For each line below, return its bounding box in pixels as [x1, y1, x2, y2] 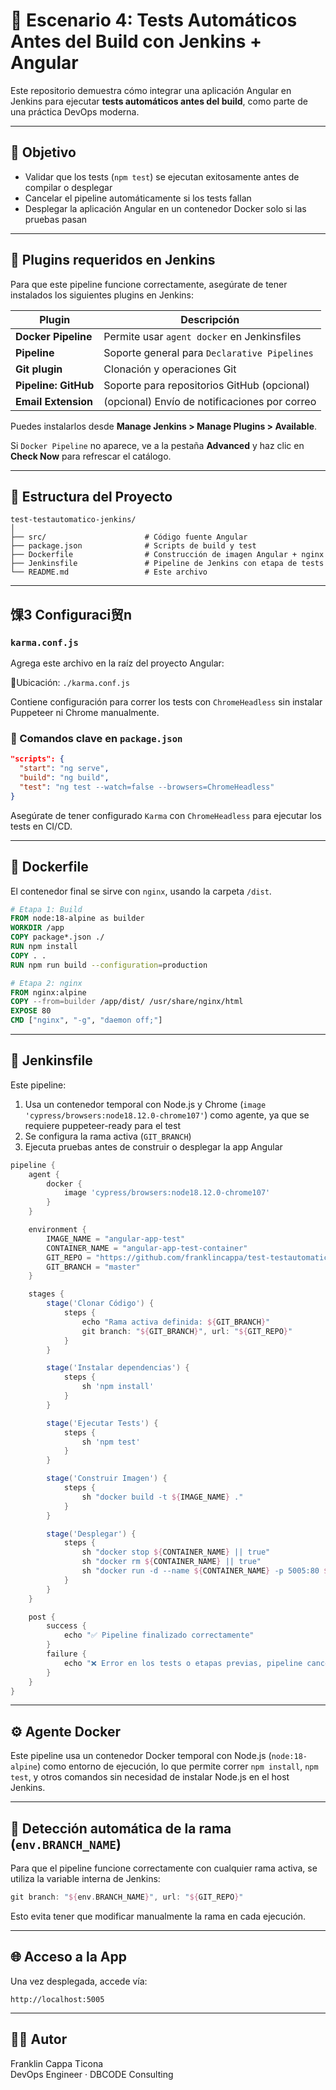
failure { [46, 1649, 87, 1659]
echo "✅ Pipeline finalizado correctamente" [63, 1630, 255, 1641]
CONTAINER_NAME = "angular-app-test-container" [46, 1243, 248, 1253]
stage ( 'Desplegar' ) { [46, 1529, 137, 1539]
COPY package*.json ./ [10, 932, 105, 943]
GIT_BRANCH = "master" [46, 1262, 141, 1272]
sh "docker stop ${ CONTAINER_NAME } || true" [81, 1547, 271, 1558]
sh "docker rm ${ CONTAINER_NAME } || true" [81, 1557, 262, 1567]
